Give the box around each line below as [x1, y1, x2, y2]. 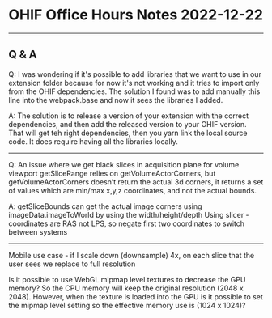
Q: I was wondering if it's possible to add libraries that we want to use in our [8, 69, 261, 78]
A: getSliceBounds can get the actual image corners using [8, 201, 202, 211]
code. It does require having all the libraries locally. [8, 136, 178, 146]
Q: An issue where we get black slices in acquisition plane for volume [8, 159, 240, 169]
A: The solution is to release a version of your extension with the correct [8, 111, 249, 121]
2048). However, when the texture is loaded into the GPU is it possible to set [8, 291, 263, 301]
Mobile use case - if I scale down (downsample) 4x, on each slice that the [8, 250, 255, 260]
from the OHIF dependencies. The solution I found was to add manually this [8, 87, 261, 96]
